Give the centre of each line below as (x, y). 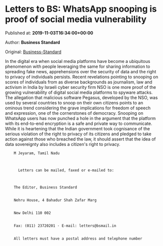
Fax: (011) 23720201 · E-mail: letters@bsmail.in (65, 225)
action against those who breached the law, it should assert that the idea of (81, 139)
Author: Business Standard (33, 42)
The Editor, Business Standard (45, 187)
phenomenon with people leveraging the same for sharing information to (78, 66)
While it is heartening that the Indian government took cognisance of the (77, 128)
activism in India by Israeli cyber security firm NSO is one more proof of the (81, 87)
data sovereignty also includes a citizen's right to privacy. (63, 144)
